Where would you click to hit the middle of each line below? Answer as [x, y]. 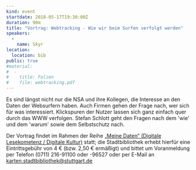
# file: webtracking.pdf [41, 83]
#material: [19, 66]
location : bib [29, 55]
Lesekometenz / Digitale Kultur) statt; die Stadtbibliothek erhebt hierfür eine [98, 142]
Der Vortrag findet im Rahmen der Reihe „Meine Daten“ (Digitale [84, 136]
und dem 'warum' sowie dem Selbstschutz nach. [66, 124]
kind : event [21, 11]
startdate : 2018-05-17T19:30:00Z [47, 17]
